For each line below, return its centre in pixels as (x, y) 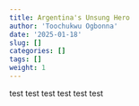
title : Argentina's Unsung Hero (69, 18)
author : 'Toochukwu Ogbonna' (64, 26)
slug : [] (26, 43)
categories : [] (38, 51)
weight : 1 (28, 68)
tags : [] (26, 59)
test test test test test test (56, 93)
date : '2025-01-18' (46, 34)
